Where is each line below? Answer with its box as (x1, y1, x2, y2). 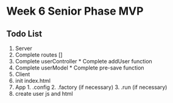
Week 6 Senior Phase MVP (6, 4, 144, 18)
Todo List (6, 29, 43, 39)
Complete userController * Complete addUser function (15, 58, 152, 65)
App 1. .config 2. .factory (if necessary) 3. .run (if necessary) (15, 83, 168, 91)
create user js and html (15, 90, 73, 97)
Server (15, 44, 32, 52)
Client (15, 71, 30, 77)
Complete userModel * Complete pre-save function (15, 64, 144, 71)
